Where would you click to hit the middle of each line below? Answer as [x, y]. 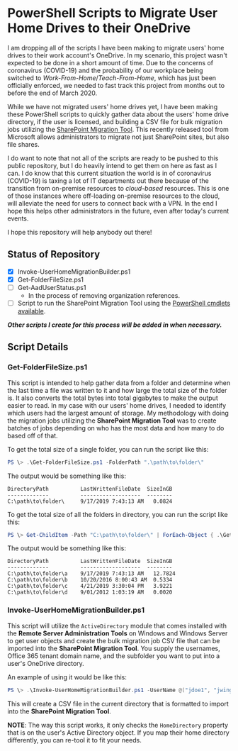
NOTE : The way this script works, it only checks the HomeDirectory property [118, 725]
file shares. [24, 144]
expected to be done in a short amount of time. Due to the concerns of [110, 62]
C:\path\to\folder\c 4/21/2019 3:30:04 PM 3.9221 [90, 586]
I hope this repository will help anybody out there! [80, 232]
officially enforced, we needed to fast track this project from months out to [116, 85]
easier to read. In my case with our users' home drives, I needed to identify [117, 405]
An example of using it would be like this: [67, 677]
